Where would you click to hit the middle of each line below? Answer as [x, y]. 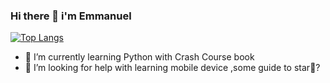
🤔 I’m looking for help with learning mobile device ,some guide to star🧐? [172, 68]
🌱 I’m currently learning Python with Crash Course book [139, 57]
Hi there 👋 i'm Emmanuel [71, 16]
